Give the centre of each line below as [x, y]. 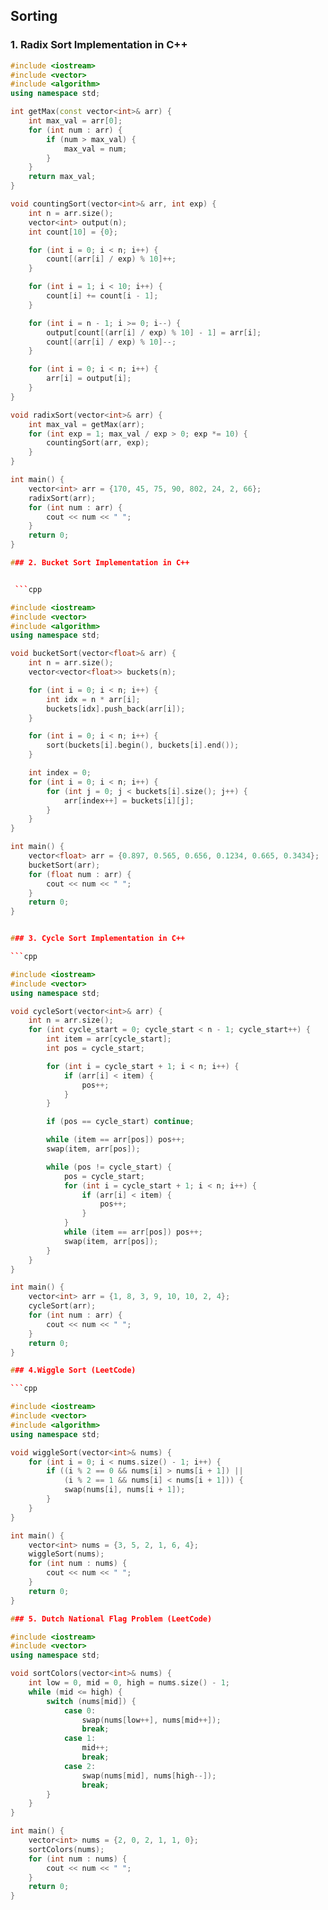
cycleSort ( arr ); [62, 1306]
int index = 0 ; [60, 773]
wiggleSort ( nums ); [66, 1554]
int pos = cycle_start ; [95, 1049]
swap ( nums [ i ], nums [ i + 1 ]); [124, 1490]
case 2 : [80, 1766]
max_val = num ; [95, 149]
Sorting [34, 16]
